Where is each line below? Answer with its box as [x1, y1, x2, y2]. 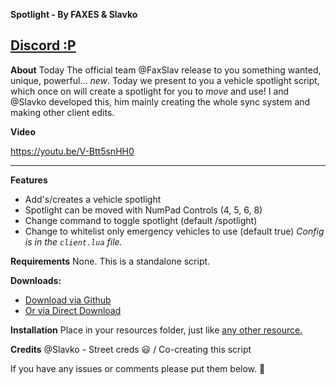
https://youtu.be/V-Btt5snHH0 [10, 145, 135, 157]
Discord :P [10, 37, 77, 54]
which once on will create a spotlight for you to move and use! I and [10, 85, 290, 97]
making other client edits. [10, 106, 115, 118]
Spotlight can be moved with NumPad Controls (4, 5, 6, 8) [24, 204, 263, 216]
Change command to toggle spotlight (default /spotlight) [24, 214, 258, 226]
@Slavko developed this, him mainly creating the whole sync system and [10, 95, 311, 108]
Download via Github [24, 294, 112, 306]
